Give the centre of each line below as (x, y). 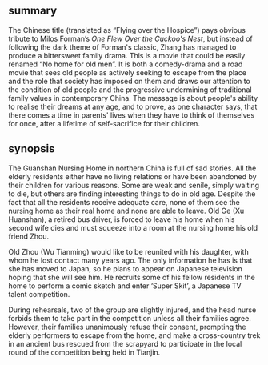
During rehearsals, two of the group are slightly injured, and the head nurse (132, 310)
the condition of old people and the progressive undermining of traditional (130, 90)
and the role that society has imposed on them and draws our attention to (129, 81)
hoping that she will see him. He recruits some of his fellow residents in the (132, 277)
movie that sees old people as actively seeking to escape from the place (127, 72)
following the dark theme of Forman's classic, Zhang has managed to (122, 47)
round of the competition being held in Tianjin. (84, 352)
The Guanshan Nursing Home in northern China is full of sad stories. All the (132, 168)
